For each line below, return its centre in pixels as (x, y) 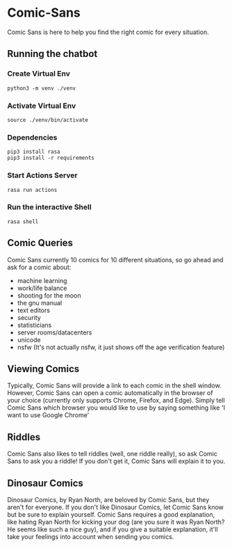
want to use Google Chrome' (48, 415)
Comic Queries (40, 243)
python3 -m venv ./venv (42, 88)
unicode (29, 339)
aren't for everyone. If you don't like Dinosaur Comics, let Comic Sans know (116, 507)
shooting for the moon (49, 295)
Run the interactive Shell (49, 207)
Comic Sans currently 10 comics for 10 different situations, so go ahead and (115, 259)
